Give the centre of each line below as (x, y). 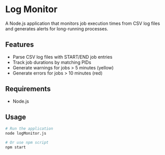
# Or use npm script (27, 143)
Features (20, 45)
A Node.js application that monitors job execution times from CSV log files (83, 23)
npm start (16, 147)
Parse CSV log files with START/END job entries (62, 57)
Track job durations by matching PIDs (52, 62)
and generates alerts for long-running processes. (57, 28)
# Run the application (29, 129)
